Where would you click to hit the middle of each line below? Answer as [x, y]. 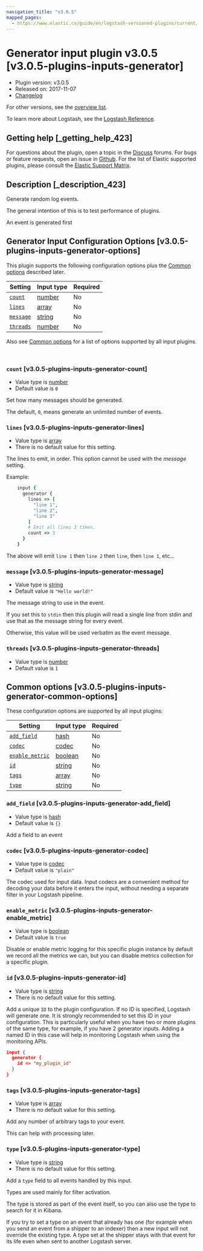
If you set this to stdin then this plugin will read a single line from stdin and [99, 615]
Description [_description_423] [66, 184]
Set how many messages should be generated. [65, 400]
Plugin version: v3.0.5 [42, 83]
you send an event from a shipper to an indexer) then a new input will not [97, 1228]
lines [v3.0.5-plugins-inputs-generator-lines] [75, 427]
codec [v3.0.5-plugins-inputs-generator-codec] [77, 851]
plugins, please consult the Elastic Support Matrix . [69, 165]
